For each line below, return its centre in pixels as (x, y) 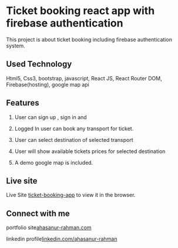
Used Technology (39, 64)
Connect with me (38, 213)
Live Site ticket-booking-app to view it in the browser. (71, 195)
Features (23, 103)
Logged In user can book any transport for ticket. (74, 128)
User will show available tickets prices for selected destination (90, 151)
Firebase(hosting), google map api (48, 84)
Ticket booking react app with (80, 11)
